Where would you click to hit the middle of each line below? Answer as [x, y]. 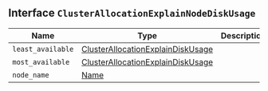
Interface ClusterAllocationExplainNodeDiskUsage [132, 13]
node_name [31, 75]
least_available [43, 49]
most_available [41, 62]
